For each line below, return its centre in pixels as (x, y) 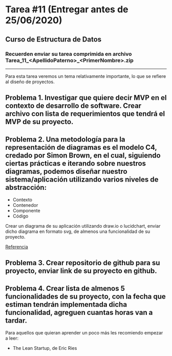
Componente (26, 211)
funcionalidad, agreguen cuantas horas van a (79, 312)
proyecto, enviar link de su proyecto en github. (81, 271)
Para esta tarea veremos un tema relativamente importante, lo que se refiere (86, 76)
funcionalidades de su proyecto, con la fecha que (86, 296)
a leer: (12, 338)
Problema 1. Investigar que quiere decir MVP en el (86, 98)
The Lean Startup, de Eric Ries (45, 348)
